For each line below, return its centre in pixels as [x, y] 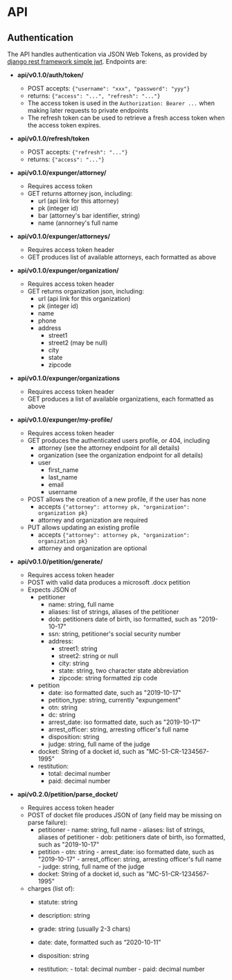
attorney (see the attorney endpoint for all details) [109, 448]
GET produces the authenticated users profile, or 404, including [118, 441]
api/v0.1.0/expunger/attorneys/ [64, 236]
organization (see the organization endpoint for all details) [121, 455]
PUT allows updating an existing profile [83, 527]
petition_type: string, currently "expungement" [115, 700]
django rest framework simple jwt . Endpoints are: [77, 62]
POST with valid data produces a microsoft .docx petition [109, 582]
